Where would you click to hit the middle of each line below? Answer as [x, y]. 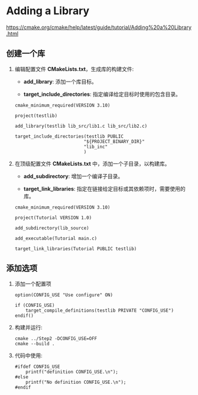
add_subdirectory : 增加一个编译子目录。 [73, 176]
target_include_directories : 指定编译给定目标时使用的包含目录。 [102, 94]
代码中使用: [28, 355]
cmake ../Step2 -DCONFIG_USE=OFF [56, 338]
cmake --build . [35, 344]
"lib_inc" [96, 147]
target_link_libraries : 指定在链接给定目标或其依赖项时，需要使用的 [105, 189]
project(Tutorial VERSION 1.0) [53, 218]
